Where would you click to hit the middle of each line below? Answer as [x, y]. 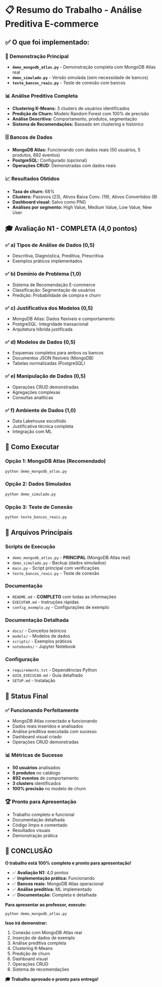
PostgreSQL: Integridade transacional [50, 324]
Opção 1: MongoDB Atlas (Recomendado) [55, 461]
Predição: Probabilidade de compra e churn [56, 295]
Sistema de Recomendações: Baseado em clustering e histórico [78, 124]
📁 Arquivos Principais [39, 533]
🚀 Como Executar [32, 447]
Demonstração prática [35, 835]
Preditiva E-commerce [52, 24]
